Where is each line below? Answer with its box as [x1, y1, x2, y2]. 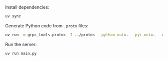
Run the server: [5, 41, 37, 47]
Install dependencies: [5, 4, 49, 10]
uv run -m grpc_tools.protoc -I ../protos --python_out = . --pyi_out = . [5, 32, 155, 37]
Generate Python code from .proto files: [5, 22, 88, 29]
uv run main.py [5, 51, 37, 56]
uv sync [5, 14, 21, 19]
